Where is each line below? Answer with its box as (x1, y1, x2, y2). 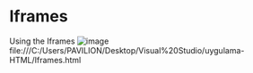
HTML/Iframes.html (9, 54, 82, 65)
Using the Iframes (9, 36, 75, 46)
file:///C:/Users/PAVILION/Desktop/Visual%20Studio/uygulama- (9, 45, 245, 55)
